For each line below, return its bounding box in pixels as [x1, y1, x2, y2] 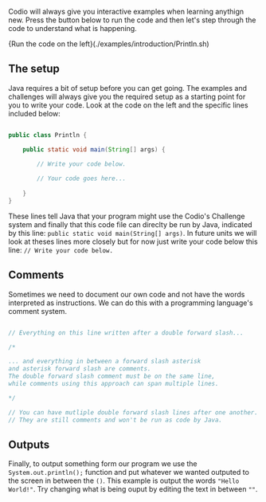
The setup [8, 62, 60, 76]
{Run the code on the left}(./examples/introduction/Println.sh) [8, 39, 209, 49]
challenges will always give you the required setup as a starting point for [8, 92, 246, 101]
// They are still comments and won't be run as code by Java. [8, 416, 223, 424]
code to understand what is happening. [8, 24, 137, 33]
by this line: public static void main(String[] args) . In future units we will [8, 228, 257, 237]
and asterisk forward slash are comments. [8, 365, 151, 373]
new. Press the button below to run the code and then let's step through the [8, 15, 256, 25]
